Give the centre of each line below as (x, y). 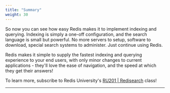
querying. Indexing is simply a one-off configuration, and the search (76, 34)
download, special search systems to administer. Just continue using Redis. (84, 45)
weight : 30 (17, 15)
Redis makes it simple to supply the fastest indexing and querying (74, 55)
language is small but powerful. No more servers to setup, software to (78, 39)
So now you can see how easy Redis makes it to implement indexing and (81, 29)
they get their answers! (29, 70)
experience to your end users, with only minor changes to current (74, 60)
